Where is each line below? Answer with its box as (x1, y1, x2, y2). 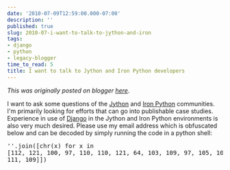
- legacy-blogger (7, 55, 57, 62)
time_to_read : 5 (7, 61, 53, 68)
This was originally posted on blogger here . (7, 86, 130, 95)
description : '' (7, 16, 53, 23)
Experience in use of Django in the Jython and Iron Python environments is (7, 114, 218, 122)
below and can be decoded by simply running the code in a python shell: (7, 128, 212, 137)
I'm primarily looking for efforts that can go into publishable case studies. (7, 107, 214, 115)
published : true (7, 23, 53, 29)
